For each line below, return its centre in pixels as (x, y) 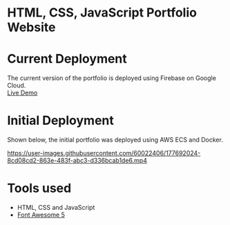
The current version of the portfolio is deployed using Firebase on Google (112, 78)
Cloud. (17, 86)
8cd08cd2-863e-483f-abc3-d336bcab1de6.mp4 (77, 161)
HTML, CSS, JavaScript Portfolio (102, 13)
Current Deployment (67, 59)
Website (31, 27)
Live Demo (22, 93)
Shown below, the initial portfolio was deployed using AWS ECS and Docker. (115, 140)
